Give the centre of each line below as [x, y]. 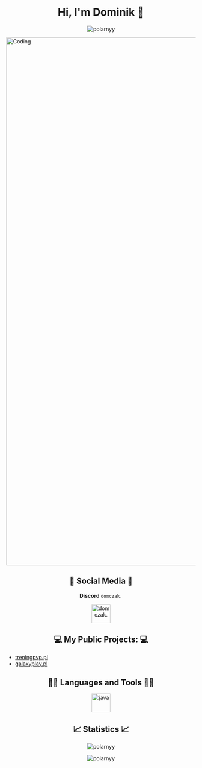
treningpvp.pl [31, 657]
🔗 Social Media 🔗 [101, 581]
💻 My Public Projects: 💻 [101, 640]
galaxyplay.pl [31, 664]
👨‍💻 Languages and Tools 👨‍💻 [101, 682]
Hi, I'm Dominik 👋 [101, 12]
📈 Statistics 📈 [101, 729]
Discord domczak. [101, 595]
